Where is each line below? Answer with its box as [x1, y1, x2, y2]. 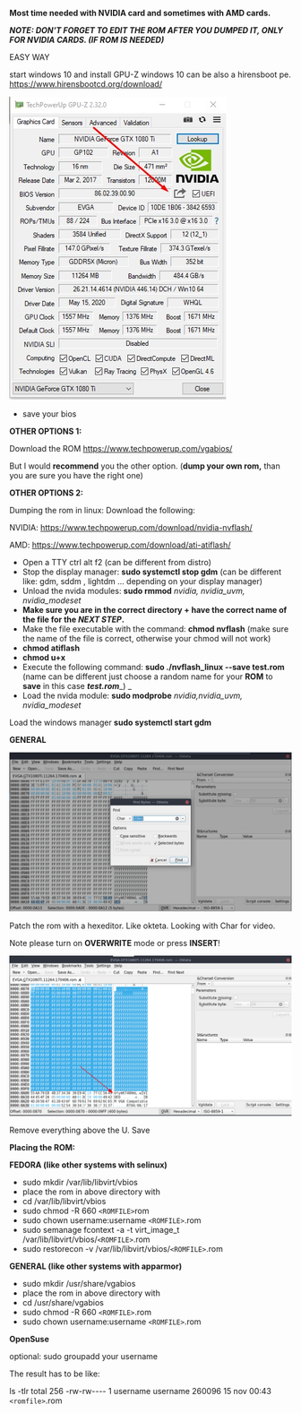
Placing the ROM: [9, 1142, 76, 1153]
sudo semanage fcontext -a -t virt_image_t [21, 1225, 180, 1236]
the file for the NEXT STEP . [21, 614, 125, 625]
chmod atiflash [21, 642, 81, 653]
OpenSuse [9, 1334, 49, 1345]
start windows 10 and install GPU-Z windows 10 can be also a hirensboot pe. [9, 69, 291, 80]
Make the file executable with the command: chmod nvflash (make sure [21, 624, 289, 634]
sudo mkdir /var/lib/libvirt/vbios [21, 1177, 139, 1188]
